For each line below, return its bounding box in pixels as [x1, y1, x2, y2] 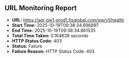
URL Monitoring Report [4, 4, 77, 12]
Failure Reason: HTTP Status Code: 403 [11, 48, 95, 54]
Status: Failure [11, 43, 43, 49]
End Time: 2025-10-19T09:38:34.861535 [11, 27, 96, 33]
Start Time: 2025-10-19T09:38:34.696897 [11, 22, 99, 28]
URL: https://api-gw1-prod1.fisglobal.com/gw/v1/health [11, 17, 125, 23]
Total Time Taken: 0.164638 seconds [11, 32, 89, 38]
